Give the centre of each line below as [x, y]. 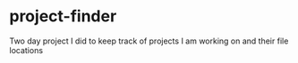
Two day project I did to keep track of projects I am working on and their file [149, 41]
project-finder [63, 16]
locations [26, 50]
